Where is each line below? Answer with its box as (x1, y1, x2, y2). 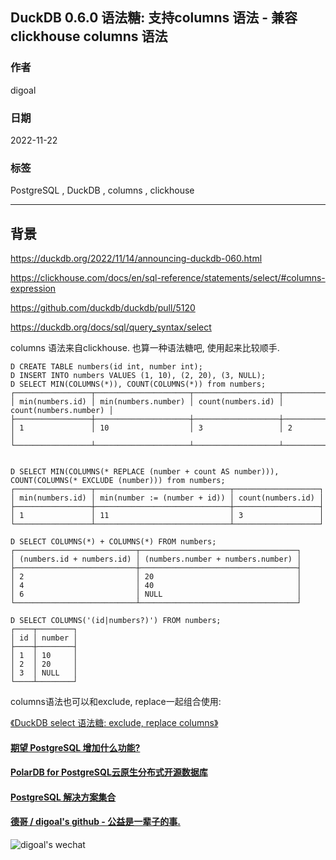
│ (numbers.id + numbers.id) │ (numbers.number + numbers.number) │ (10, 554, 302, 565)
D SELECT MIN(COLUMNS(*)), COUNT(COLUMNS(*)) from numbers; (10, 379, 267, 390)
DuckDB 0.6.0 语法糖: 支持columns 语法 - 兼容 (10, 9, 298, 27)
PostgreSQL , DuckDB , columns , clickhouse (10, 184, 195, 197)
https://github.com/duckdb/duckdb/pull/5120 (10, 302, 196, 314)
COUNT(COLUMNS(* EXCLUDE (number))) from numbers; (10, 476, 226, 486)
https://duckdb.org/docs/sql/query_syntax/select (10, 321, 212, 333)
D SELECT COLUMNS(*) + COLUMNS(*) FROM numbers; (10, 537, 217, 547)
